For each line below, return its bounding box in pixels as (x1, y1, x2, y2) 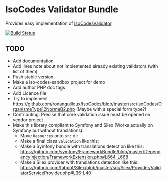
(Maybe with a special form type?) (76, 106, 147, 112)
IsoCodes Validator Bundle (5, 4, 119, 15)
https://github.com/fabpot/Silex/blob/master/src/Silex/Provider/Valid (20, 164, 161, 170)
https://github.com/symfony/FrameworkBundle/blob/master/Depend (20, 148, 161, 154)
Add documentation (12, 58, 54, 64)
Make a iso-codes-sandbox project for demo (12, 79, 105, 85)
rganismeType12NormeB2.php (12, 106, 75, 112)
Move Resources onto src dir (20, 132, 79, 139)
